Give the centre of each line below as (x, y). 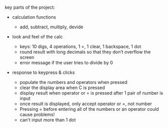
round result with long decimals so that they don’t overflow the (85, 52)
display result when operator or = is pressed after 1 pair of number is (91, 93)
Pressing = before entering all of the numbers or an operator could (89, 109)
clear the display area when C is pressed (62, 88)
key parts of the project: (30, 7)
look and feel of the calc (37, 37)
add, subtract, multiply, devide (51, 27)
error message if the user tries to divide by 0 (66, 62)
